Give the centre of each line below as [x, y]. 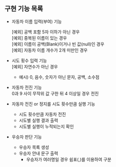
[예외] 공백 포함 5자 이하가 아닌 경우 [46, 32]
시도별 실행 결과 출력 [39, 120]
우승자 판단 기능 [27, 137]
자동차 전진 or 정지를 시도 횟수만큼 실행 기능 [53, 104]
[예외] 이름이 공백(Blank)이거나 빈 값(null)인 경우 [58, 44]
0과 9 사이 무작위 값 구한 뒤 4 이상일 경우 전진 [55, 93]
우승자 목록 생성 [34, 147]
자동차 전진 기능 [27, 87]
